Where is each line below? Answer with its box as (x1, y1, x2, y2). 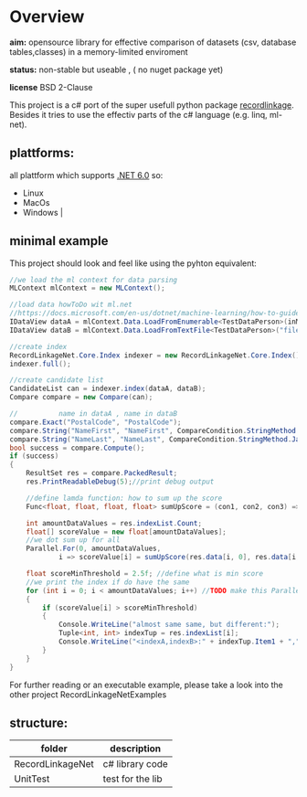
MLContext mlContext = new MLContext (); (9, 283, 166, 293)
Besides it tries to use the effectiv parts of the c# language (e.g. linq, (9, 109, 268, 120)
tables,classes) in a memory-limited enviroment (9, 46, 189, 57)
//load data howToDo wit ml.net (9, 300, 132, 310)
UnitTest (14, 772, 50, 785)
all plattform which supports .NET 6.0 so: (9, 169, 164, 180)
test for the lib (102, 772, 163, 785)
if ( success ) (9, 452, 59, 461)
